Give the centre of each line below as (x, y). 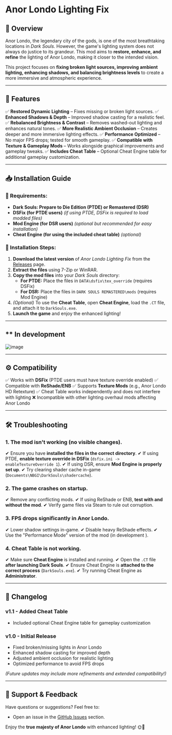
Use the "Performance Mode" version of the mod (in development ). (77, 535)
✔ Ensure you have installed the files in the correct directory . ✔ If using (82, 453)
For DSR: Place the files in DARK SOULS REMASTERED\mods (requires (88, 291)
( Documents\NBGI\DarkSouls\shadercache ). (49, 475)
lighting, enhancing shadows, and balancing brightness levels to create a (84, 72)
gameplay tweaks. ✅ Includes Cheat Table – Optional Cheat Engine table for (86, 151)
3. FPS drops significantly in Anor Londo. (57, 519)
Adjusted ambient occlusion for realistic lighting (63, 658)
